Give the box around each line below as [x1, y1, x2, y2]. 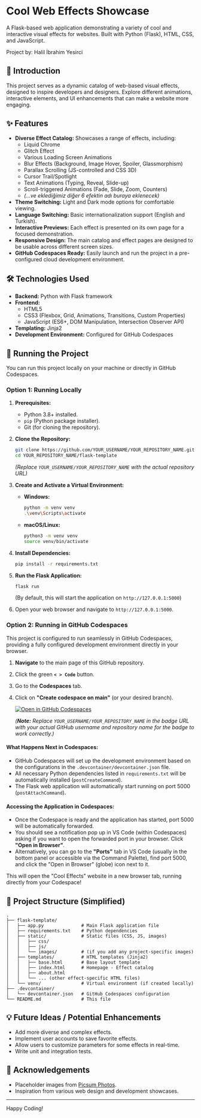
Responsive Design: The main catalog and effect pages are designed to [14, 236, 193, 244]
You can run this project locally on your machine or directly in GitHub [6, 365, 176, 372]
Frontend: [14, 299, 40, 306]
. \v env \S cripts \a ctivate [23, 511, 86, 517]
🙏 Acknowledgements [6, 1065, 90, 1075]
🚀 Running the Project [6, 348, 89, 359]
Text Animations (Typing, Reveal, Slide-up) [23, 179, 129, 186]
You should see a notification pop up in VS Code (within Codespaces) [14, 829, 187, 836]
